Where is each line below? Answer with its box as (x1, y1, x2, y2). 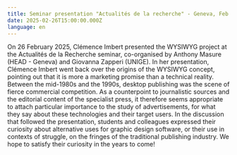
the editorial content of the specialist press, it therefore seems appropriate (7, 95, 224, 104)
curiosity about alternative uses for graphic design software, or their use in (7, 125, 225, 134)
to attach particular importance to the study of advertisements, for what (7, 103, 216, 111)
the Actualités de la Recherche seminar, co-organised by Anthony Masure (7, 50, 222, 58)
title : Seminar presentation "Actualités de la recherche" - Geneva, (7, 10, 217, 18)
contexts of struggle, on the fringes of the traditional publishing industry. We (7, 132, 229, 141)
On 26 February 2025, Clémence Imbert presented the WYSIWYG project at (7, 43, 227, 51)
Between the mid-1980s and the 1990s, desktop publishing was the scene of (7, 80, 230, 89)
